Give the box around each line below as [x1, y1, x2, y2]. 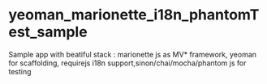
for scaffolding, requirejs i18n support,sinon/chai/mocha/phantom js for [8, 58, 247, 68]
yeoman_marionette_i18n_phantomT [8, 6, 260, 24]
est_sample [8, 23, 88, 41]
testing [8, 66, 32, 76]
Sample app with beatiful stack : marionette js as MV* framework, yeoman [8, 49, 257, 59]
